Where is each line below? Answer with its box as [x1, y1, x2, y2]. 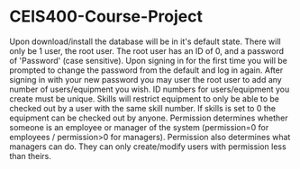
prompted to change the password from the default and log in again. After [9, 65, 284, 76]
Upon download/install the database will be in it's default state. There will [9, 36, 281, 47]
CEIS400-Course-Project [9, 6, 203, 27]
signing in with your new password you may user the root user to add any [9, 74, 282, 84]
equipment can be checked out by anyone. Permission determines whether [9, 112, 288, 123]
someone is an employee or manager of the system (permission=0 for [9, 121, 269, 132]
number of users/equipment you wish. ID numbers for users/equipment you [9, 84, 290, 94]
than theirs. [9, 150, 52, 161]
